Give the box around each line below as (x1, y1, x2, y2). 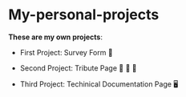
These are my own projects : (8, 32, 103, 42)
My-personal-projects (8, 6, 160, 24)
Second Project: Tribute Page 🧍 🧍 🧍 (19, 63, 137, 73)
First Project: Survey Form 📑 (19, 47, 114, 57)
